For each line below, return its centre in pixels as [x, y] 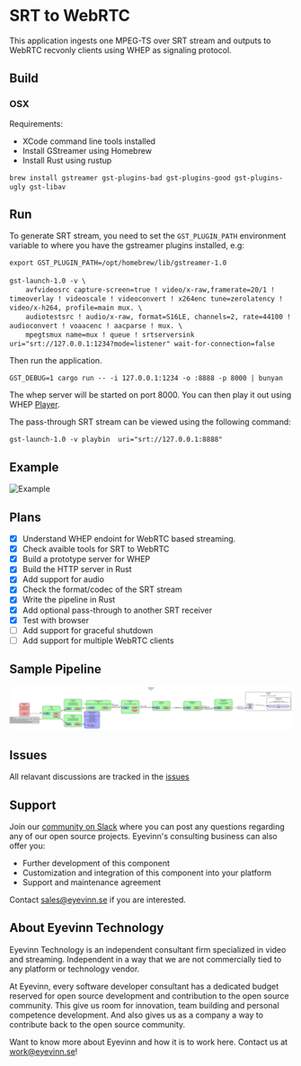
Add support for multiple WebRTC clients [98, 640]
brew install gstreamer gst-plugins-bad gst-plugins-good [120, 178]
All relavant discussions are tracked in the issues [100, 777]
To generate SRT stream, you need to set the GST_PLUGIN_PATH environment [148, 236]
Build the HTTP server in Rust [77, 569]
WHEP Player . [35, 405]
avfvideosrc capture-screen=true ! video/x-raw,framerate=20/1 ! [150, 290]
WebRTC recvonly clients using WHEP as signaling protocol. [120, 49]
